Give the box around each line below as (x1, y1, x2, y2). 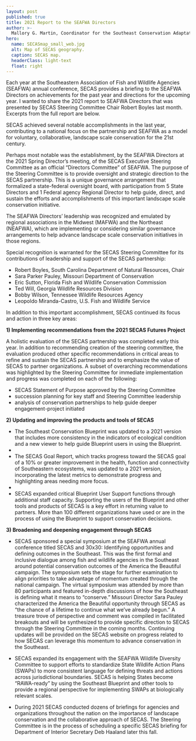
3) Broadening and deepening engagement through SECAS (6, 527, 152, 534)
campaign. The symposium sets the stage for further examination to (14, 569, 178, 576)
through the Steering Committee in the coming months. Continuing (14, 625, 175, 632)
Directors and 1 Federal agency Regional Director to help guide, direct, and (6, 189, 185, 196)
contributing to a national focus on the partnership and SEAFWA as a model (6, 128, 188, 135)
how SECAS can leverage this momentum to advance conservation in (14, 637, 181, 644)
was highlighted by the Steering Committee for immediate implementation (6, 369, 183, 376)
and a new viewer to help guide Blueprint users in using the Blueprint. (14, 440, 182, 448)
